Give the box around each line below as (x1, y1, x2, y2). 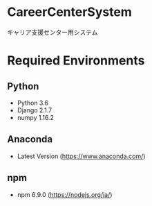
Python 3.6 (17, 98, 48, 107)
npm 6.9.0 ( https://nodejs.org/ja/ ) (17, 190, 113, 198)
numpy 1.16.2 (17, 113, 54, 121)
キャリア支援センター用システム (7, 28, 98, 36)
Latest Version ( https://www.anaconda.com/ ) (17, 152, 146, 160)
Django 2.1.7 (17, 105, 53, 114)
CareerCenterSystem (7, 4, 133, 20)
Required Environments (7, 53, 145, 69)
